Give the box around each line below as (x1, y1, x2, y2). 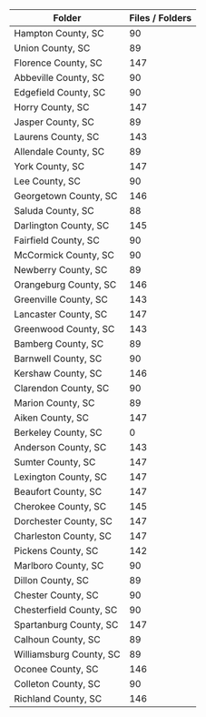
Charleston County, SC (14, 530, 112, 542)
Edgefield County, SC (14, 86, 106, 98)
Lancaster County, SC (14, 308, 108, 320)
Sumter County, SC (14, 456, 96, 468)
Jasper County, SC (14, 116, 95, 128)
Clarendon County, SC (14, 382, 110, 394)
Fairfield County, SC (14, 234, 100, 247)
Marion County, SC (14, 397, 95, 409)
